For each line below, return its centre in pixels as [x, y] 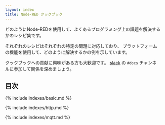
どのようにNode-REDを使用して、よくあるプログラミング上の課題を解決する [83, 29]
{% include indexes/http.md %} [37, 108]
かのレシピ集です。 [24, 35]
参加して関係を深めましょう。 [44, 69]
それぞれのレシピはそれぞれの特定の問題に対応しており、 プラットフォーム [81, 46]
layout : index [20, 10]
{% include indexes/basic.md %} [39, 98]
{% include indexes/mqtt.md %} [38, 118]
